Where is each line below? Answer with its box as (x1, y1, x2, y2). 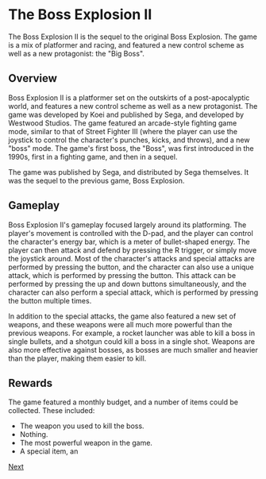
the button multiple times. (8, 296, 92, 305)
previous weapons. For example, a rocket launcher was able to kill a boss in (8, 328, 256, 338)
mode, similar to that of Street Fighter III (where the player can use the (8, 126, 238, 136)
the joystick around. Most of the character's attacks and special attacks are (8, 253, 256, 263)
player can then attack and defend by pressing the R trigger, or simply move (8, 245, 257, 255)
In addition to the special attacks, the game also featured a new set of (8, 311, 237, 321)
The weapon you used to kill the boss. (19, 421, 145, 431)
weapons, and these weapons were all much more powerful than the (8, 319, 233, 329)
